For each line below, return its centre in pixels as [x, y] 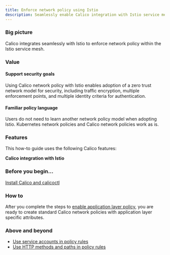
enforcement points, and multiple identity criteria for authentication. [76, 96]
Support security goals [30, 74]
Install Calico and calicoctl [32, 183]
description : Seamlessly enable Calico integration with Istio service [82, 15]
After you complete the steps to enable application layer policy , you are [79, 207]
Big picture [19, 32]
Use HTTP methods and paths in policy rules [59, 247]
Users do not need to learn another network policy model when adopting [81, 119]
